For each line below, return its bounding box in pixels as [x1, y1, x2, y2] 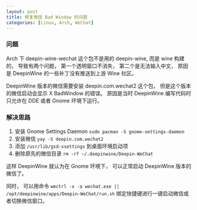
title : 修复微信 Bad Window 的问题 [6, 14, 88, 20]
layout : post [6, 8, 38, 15]
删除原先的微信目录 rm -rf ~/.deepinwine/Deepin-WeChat [14, 150, 154, 157]
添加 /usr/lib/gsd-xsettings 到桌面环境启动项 [14, 143, 128, 150]
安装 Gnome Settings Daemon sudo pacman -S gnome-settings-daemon [14, 128, 185, 135]
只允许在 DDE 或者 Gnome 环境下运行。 [6, 97, 102, 104]
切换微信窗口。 [11, 197, 48, 204]
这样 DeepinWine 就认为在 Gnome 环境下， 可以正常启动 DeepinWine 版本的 [6, 162, 192, 169]
